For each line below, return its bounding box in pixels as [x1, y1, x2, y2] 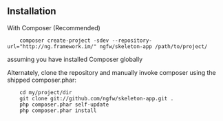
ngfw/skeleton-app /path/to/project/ [99, 43, 208, 50]
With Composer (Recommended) [7, 23, 101, 32]
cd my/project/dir [19, 89, 72, 96]
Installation [7, 5, 56, 17]
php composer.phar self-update [19, 101, 109, 108]
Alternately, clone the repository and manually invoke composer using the [7, 68, 216, 76]
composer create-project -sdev [19, 37, 109, 44]
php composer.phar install [19, 107, 97, 114]
